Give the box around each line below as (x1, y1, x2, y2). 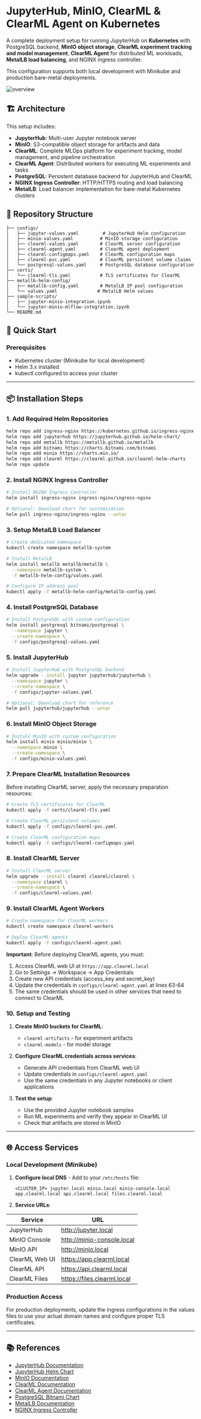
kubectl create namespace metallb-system (6, 545, 111, 551)
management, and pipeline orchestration (14, 153, 115, 160)
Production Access (6, 1292, 63, 1301)
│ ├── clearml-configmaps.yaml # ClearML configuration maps (6, 251, 175, 258)
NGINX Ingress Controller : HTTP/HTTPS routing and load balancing (14, 179, 184, 186)
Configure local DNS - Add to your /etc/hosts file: (14, 1173, 140, 1181)
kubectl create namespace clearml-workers (6, 923, 114, 930)
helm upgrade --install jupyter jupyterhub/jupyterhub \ (6, 672, 151, 678)
